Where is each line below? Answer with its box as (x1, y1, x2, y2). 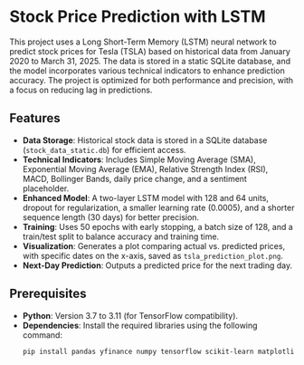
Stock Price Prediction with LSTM (9, 6, 266, 27)
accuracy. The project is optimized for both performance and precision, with (9, 74, 294, 85)
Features (9, 110, 61, 126)
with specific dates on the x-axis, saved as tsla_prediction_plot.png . (22, 250, 283, 261)
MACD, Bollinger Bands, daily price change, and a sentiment (22, 173, 247, 184)
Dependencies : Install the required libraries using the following (22, 320, 258, 331)
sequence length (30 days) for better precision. (22, 211, 200, 223)
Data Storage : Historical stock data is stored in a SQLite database (22, 134, 268, 146)
